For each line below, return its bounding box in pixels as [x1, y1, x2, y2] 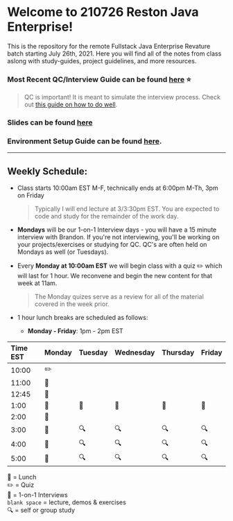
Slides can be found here [7, 118, 93, 127]
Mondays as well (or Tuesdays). [17, 248, 109, 256]
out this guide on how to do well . [24, 100, 118, 109]
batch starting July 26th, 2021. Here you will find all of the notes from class [7, 49, 222, 58]
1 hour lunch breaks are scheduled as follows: [17, 314, 148, 322]
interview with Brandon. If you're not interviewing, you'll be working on [17, 233, 220, 241]
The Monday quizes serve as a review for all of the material [34, 293, 205, 301]
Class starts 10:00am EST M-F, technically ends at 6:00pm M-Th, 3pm [17, 184, 218, 192]
